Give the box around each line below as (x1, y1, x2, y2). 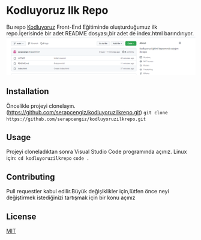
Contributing (6, 172, 55, 182)
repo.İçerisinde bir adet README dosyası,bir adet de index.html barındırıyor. (6, 29, 194, 37)
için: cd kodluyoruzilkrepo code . (6, 154, 90, 162)
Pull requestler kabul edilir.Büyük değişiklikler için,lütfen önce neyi (6, 188, 169, 195)
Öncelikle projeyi (6, 102, 48, 110)
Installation (6, 86, 49, 96)
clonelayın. (49, 102, 76, 110)
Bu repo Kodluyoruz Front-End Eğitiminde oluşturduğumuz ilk (6, 23, 158, 31)
